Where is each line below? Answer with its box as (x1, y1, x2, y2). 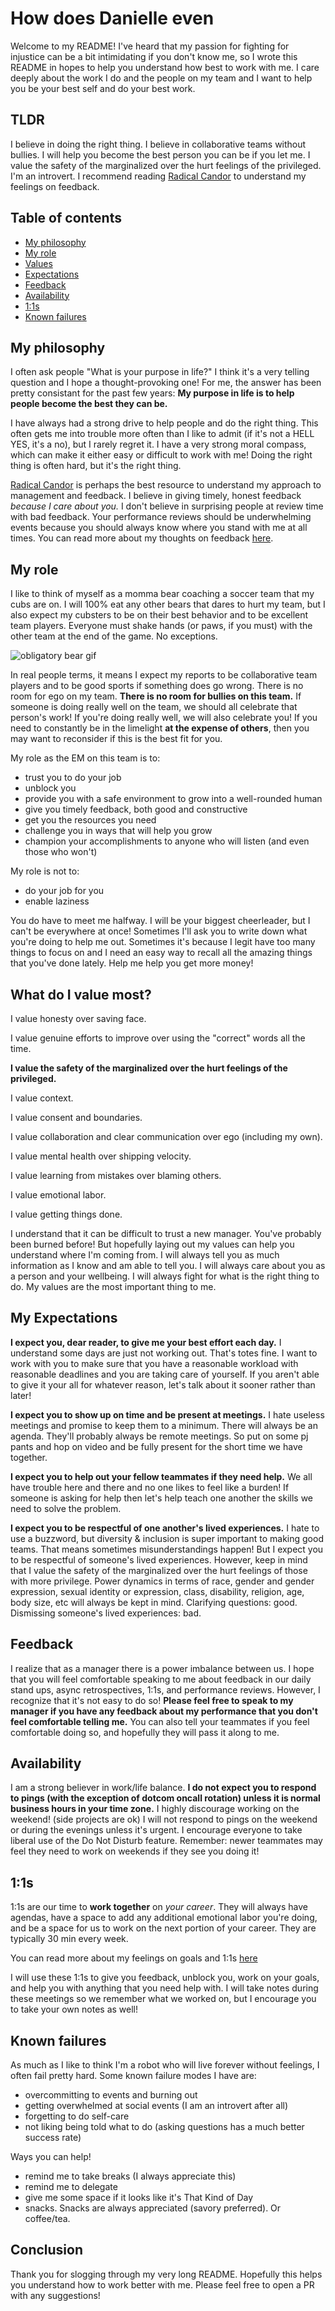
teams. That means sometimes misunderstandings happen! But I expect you (10, 1543, 324, 1555)
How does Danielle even (10, 7, 215, 30)
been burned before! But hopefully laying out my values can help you (10, 1238, 295, 1250)
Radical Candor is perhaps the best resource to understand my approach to (10, 479, 322, 491)
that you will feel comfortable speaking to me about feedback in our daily (10, 1673, 312, 1685)
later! (10, 1389, 32, 1401)
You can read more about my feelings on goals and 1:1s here (10, 1952, 258, 1964)
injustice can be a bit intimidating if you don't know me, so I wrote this (10, 50, 298, 62)
